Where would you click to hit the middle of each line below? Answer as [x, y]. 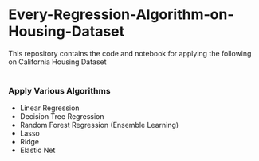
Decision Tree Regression [62, 117]
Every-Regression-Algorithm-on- [121, 15]
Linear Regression [49, 108]
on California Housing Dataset [57, 62]
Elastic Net [37, 150]
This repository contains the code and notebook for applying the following [130, 53]
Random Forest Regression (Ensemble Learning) [99, 125]
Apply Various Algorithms [59, 90]
